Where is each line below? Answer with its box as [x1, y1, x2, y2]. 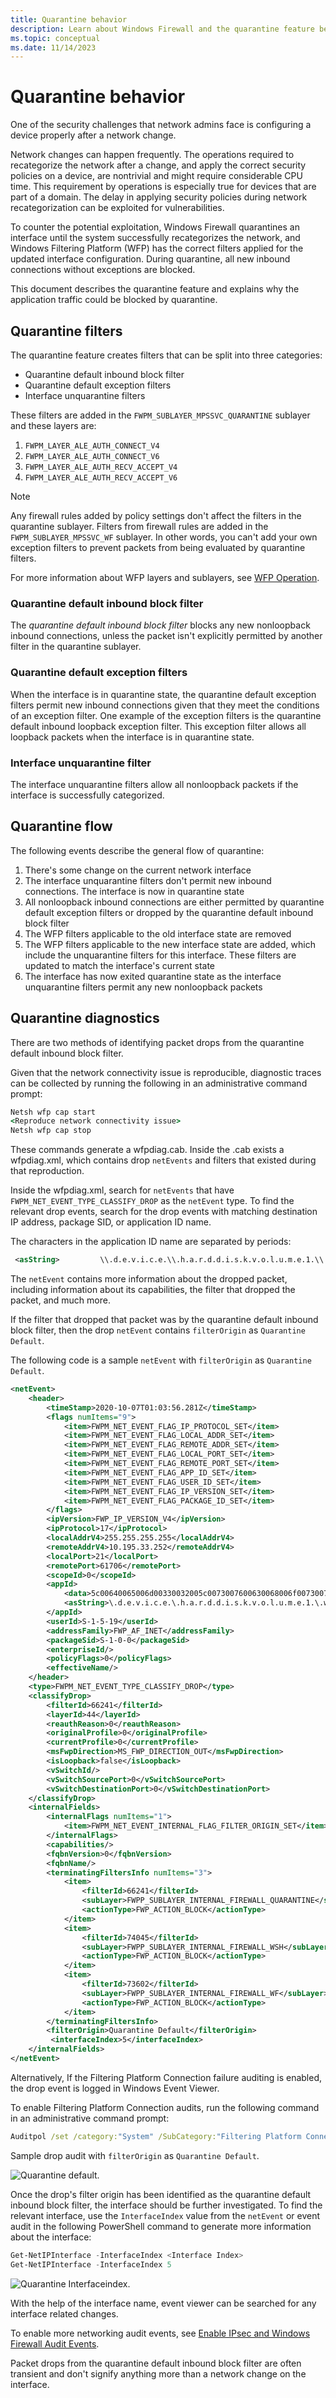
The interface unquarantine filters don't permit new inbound [24, 874, 272, 886]
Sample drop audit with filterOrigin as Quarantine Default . [10, 2149, 260, 2161]
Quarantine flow [10, 818, 113, 835]
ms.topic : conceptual [10, 33, 101, 43]
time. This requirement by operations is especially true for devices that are [10, 181, 317, 193]
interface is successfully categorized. [10, 789, 165, 801]
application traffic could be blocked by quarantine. [10, 294, 218, 306]
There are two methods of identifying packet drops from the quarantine [10, 1036, 305, 1048]
